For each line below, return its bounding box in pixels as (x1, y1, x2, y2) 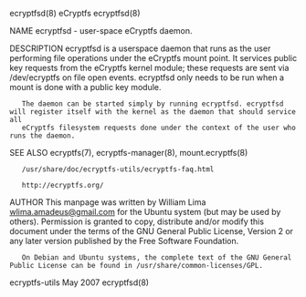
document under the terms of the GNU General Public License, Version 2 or (9, 226, 294, 236)
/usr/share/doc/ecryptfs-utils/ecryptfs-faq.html (21, 165, 215, 174)
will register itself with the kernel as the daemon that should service (9, 108, 297, 117)
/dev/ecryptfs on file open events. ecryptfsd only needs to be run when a (9, 72, 285, 83)
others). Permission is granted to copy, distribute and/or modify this (9, 216, 265, 227)
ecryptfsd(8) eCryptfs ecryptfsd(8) (9, 8, 141, 18)
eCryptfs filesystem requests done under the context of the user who (21, 123, 297, 132)
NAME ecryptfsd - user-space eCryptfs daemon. (9, 26, 194, 36)
